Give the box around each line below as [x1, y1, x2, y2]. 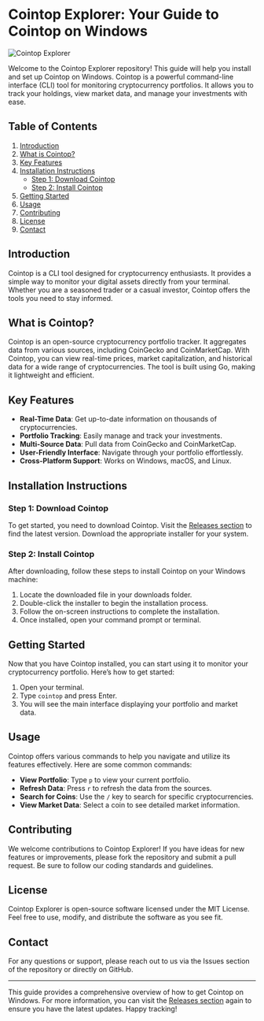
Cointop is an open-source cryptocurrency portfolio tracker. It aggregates [8, 337, 247, 347]
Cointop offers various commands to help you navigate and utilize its [8, 751, 230, 761]
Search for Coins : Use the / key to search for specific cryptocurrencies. [19, 792, 254, 801]
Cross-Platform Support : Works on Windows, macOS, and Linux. [19, 456, 232, 466]
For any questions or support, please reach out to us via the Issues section [8, 956, 250, 966]
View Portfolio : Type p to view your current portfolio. [19, 774, 191, 785]
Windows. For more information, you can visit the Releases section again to [8, 996, 252, 1005]
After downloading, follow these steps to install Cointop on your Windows [8, 566, 246, 576]
